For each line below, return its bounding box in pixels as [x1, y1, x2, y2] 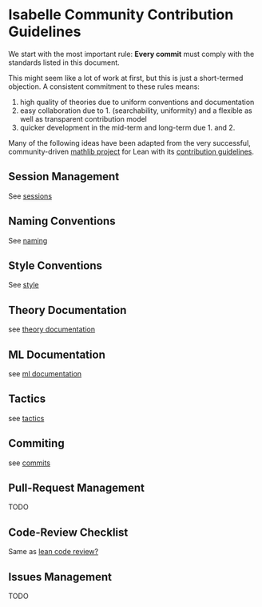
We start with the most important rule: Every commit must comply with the [8, 49, 255, 58]
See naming [8, 235, 48, 245]
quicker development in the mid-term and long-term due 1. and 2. [19, 123, 236, 132]
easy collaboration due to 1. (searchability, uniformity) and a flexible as [19, 106, 253, 115]
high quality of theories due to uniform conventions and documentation [19, 97, 255, 107]
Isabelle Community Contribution [8, 6, 234, 24]
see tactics [8, 413, 45, 423]
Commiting [8, 436, 65, 450]
